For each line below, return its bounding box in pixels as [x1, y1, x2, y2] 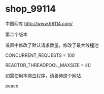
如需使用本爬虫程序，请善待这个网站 [5, 72, 81, 79]
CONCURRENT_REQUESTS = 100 [5, 52, 75, 58]
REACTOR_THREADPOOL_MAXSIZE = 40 [5, 62, 91, 68]
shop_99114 [5, 3, 56, 15]
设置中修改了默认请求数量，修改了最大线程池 [5, 42, 99, 48]
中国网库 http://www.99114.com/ [5, 20, 73, 26]
